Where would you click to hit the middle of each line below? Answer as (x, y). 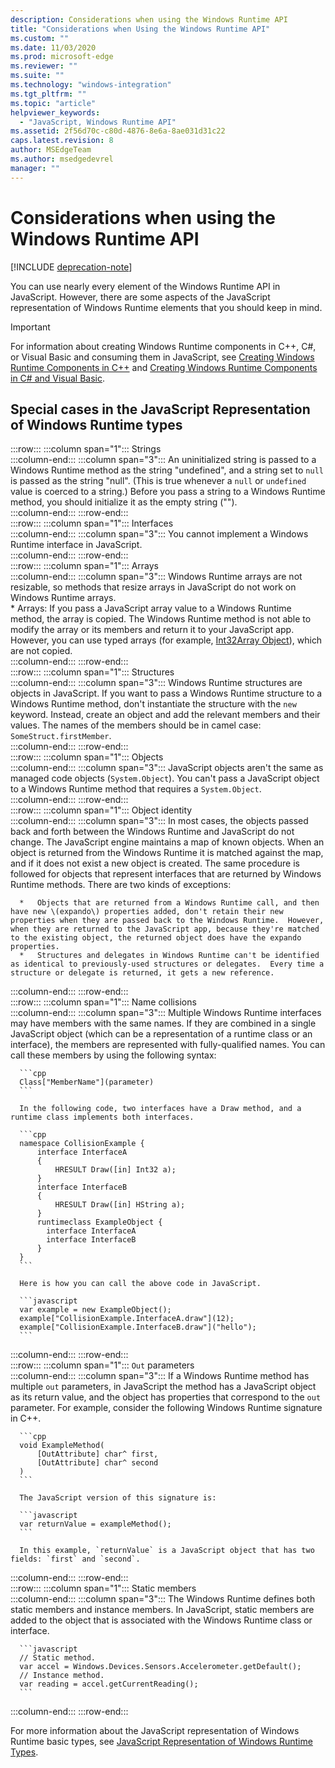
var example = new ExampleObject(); (95, 1310)
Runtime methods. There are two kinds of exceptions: (121, 885)
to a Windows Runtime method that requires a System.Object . (136, 789)
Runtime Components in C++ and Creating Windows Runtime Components (164, 367)
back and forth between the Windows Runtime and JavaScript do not (152, 832)
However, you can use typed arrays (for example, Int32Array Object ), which (166, 640)
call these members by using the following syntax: (113, 1055)
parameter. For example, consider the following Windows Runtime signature (166, 1408)
